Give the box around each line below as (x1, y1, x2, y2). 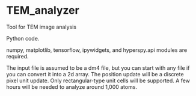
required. (6, 52, 29, 60)
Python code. (6, 35, 40, 42)
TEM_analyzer (6, 4, 79, 17)
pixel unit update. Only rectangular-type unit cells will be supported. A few (6, 77, 191, 84)
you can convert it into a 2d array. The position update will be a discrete (6, 70, 185, 78)
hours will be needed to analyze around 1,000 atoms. (6, 83, 137, 90)
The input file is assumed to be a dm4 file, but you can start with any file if (6, 64, 190, 72)
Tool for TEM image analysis (6, 23, 77, 30)
